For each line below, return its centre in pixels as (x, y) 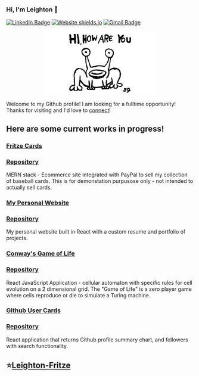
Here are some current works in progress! (85, 128)
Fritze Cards (24, 145)
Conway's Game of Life (41, 254)
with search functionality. (37, 346)
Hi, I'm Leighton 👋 (32, 10)
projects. (17, 238)
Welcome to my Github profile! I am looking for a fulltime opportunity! (91, 104)
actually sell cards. (29, 188)
